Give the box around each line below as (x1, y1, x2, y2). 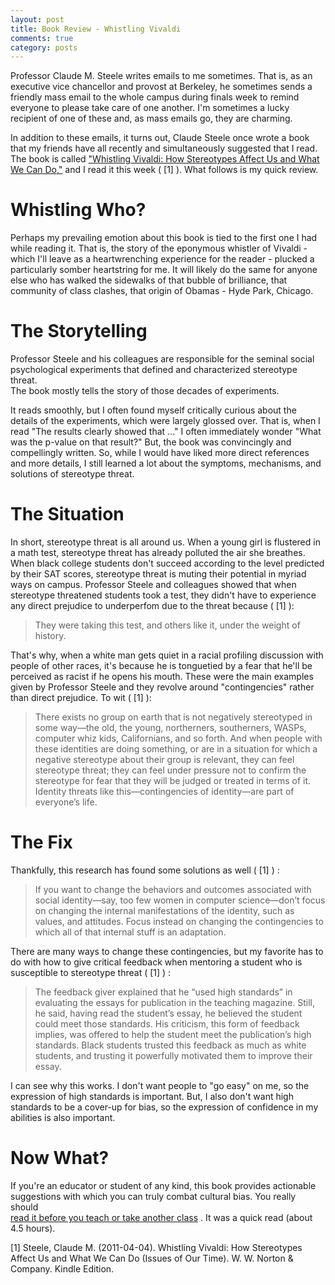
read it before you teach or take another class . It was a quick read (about (10, 1211, 313, 1223)
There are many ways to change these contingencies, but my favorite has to (10, 946, 324, 957)
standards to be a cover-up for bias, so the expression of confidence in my (10, 1101, 319, 1113)
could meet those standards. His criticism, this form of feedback (34, 1018, 300, 1030)
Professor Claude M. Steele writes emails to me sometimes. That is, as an (10, 70, 313, 82)
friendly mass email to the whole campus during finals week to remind (10, 91, 300, 103)
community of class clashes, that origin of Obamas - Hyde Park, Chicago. (10, 285, 314, 297)
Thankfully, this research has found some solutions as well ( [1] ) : (10, 864, 280, 876)
